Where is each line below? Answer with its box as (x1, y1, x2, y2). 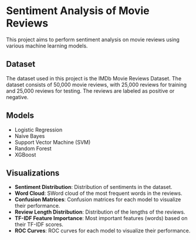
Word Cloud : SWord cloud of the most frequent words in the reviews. (14, 190, 183, 197)
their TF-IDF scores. (14, 221, 63, 228)
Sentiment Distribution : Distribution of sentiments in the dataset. (14, 184, 173, 191)
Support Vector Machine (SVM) (14, 138, 91, 146)
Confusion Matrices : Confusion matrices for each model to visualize (14, 196, 181, 203)
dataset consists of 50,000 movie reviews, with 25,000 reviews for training (6, 81, 187, 88)
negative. (6, 93, 29, 100)
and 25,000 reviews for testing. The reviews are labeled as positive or (6, 87, 175, 94)
